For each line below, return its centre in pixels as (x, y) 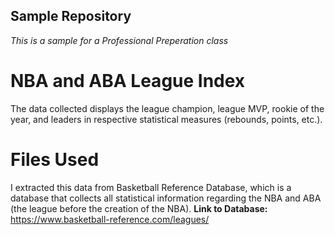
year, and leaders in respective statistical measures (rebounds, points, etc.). (166, 119)
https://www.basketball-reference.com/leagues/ (110, 219)
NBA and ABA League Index (128, 81)
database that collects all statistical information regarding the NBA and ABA (166, 198)
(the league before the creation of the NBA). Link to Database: (139, 208)
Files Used (55, 159)
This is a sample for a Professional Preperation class (119, 40)
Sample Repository (71, 16)
